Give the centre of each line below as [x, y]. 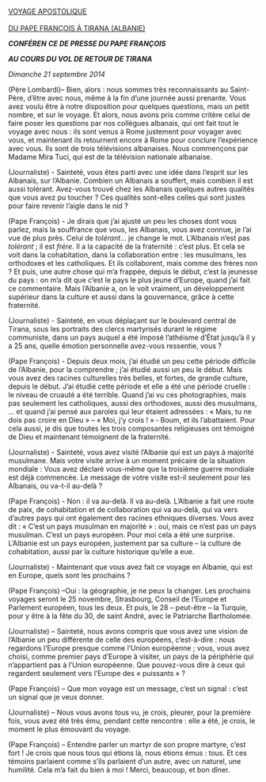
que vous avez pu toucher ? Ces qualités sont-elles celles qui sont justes [127, 197]
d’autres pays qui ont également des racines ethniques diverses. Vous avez [131, 518]
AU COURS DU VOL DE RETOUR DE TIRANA [80, 59]
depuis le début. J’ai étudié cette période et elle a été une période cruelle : [129, 386]
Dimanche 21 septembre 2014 [57, 74]
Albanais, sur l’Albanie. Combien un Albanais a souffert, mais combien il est [131, 180]
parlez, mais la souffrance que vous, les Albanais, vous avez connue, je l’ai [130, 230]
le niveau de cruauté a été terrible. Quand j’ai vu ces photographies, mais [127, 395]
